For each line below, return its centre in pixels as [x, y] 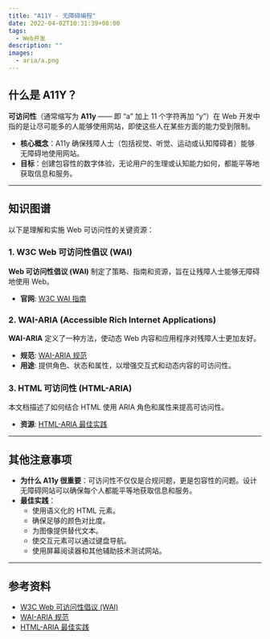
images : [21, 53]
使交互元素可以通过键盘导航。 [81, 541]
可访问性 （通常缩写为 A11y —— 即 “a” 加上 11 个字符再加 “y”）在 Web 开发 [131, 116]
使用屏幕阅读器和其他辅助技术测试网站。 [99, 551]
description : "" [35, 46]
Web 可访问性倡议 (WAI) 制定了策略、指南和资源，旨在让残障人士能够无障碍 [134, 271]
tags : [17, 31]
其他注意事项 [40, 459]
